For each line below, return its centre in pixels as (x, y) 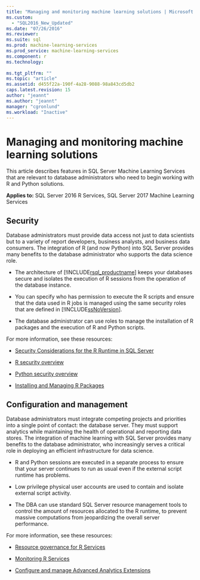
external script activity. (43, 493)
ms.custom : (20, 17)
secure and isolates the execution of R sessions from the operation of (100, 279)
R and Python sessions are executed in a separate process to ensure (99, 462)
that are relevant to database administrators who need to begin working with (100, 178)
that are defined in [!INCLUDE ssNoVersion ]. (68, 309)
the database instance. (43, 285)
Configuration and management (67, 405)
